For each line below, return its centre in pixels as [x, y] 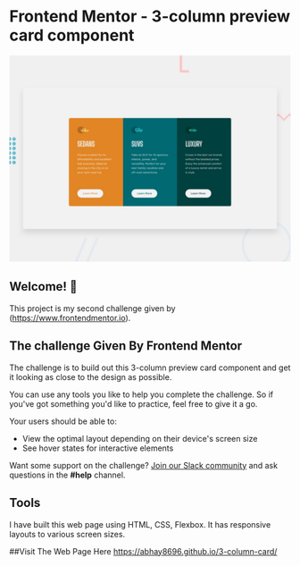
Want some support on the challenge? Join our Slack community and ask [144, 465]
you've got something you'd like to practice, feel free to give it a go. [133, 403]
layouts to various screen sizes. [67, 534]
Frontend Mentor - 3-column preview [150, 17]
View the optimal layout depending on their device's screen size [140, 438]
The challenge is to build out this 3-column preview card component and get [150, 367]
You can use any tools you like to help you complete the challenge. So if [142, 394]
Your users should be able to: [63, 421]
